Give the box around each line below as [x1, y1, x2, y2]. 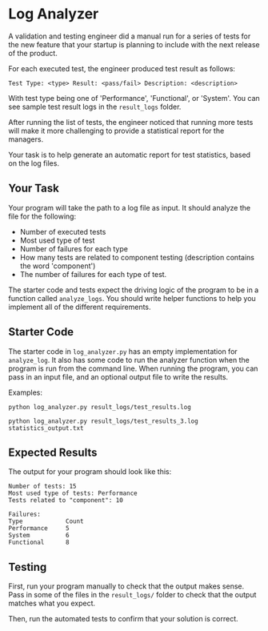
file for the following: [8, 211, 77, 221]
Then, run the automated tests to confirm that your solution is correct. [8, 614, 238, 624]
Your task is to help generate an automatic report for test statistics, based [8, 150, 250, 159]
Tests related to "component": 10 [8, 496, 124, 504]
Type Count [8, 517, 84, 525]
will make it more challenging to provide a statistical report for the [8, 126, 225, 135]
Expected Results [8, 445, 98, 459]
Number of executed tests [19, 227, 106, 236]
